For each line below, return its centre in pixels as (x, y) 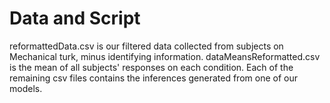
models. (26, 88)
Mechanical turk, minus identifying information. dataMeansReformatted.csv (165, 56)
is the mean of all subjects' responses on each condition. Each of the (151, 67)
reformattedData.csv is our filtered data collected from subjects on (146, 46)
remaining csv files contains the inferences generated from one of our (153, 78)
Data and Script (75, 18)
